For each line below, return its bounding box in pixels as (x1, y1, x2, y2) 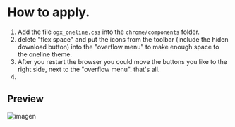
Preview (7, 93, 44, 105)
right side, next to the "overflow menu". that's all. (17, 65, 160, 73)
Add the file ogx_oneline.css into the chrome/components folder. (17, 28, 200, 36)
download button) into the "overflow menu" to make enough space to (17, 42, 219, 51)
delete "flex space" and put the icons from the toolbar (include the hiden (17, 35, 229, 43)
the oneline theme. (17, 50, 73, 59)
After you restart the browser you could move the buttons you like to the (17, 57, 228, 66)
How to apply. (7, 4, 90, 20)
